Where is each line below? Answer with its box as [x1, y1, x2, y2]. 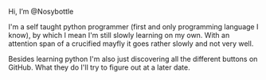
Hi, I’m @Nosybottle [8, 7, 74, 16]
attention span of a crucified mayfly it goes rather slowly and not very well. [8, 39, 254, 48]
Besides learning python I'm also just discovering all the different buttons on [8, 55, 258, 63]
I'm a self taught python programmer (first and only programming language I [8, 22, 259, 31]
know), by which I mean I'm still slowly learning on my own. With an [8, 31, 230, 40]
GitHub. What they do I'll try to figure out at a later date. [8, 63, 190, 72]
